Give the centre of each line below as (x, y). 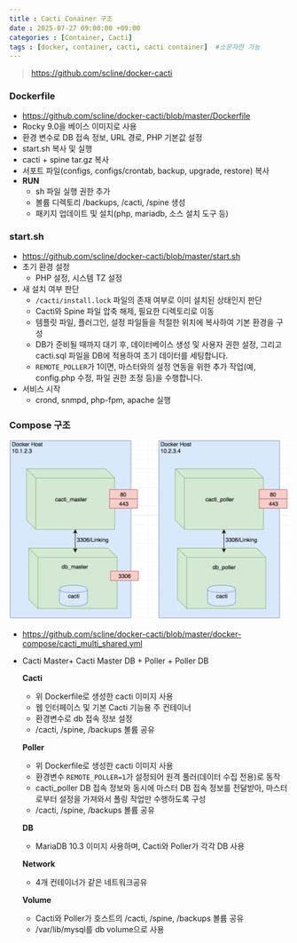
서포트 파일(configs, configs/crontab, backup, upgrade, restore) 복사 (146, 170)
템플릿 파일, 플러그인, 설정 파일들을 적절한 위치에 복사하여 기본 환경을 (155, 322)
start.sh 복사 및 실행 (57, 148)
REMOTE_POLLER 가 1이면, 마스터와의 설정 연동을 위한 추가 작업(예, (145, 366)
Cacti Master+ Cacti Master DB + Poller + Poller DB (115, 661)
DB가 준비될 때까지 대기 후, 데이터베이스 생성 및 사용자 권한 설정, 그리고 (158, 344)
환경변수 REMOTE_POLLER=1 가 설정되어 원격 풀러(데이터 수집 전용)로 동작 (158, 776)
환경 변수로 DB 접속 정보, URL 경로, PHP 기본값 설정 (112, 137)
